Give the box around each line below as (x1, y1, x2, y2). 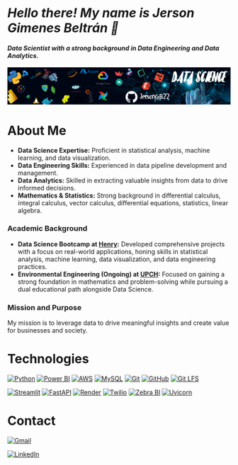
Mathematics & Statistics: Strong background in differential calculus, (17, 191, 221, 200)
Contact (7, 413, 56, 429)
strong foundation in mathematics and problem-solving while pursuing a (17, 277, 229, 286)
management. (17, 168, 59, 177)
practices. (17, 262, 47, 270)
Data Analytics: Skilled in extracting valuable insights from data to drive (17, 176, 228, 185)
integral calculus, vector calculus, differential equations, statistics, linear (17, 198, 229, 207)
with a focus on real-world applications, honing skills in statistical (17, 247, 208, 256)
